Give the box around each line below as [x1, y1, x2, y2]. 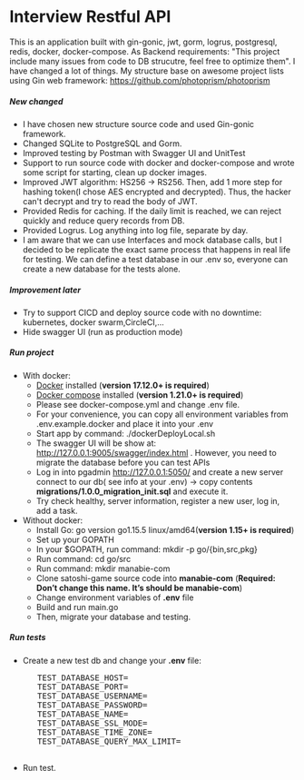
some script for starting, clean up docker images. [22, 166, 207, 178]
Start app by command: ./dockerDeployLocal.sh [35, 428, 216, 439]
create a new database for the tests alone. [22, 263, 181, 274]
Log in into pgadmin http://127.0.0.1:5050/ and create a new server [35, 466, 284, 478]
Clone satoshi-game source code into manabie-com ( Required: [35, 572, 276, 583]
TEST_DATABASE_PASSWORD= [37, 699, 148, 710]
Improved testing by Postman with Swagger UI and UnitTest [22, 147, 246, 158]
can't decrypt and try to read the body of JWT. [22, 195, 198, 206]
